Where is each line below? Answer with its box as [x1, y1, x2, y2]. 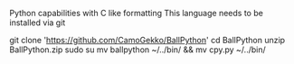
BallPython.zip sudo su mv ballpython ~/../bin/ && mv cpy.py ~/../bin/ [9, 44, 266, 55]
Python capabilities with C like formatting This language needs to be [9, 8, 264, 18]
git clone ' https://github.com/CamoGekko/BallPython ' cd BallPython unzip [9, 35, 286, 45]
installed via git [9, 17, 66, 28]
